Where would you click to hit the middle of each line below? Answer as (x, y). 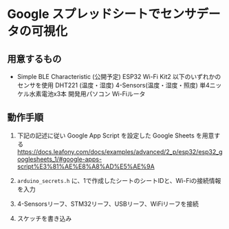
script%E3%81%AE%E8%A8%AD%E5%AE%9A (86, 166)
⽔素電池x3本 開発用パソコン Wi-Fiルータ (87, 94)
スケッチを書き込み (44, 218)
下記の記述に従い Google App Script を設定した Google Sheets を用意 (116, 135)
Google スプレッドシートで (84, 14)
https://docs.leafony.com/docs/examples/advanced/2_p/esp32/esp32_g (120, 151)
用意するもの (34, 59)
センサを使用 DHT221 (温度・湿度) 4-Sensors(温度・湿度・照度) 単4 (113, 85)
